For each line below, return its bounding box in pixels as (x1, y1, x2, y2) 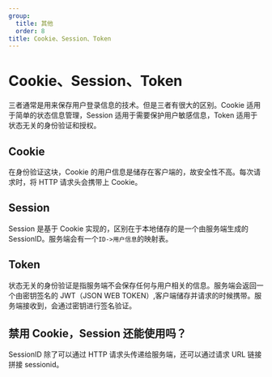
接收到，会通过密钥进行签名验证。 (22, 301, 136, 311)
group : (8, 11, 31, 20)
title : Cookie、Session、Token (8, 34, 112, 43)
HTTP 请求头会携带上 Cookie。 (38, 178, 142, 186)
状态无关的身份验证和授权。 (8, 121, 101, 131)
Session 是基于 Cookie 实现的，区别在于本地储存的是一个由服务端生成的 (8, 224, 249, 233)
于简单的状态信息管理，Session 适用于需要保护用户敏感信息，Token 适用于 (8, 110, 257, 120)
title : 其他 (15, 19, 54, 28)
